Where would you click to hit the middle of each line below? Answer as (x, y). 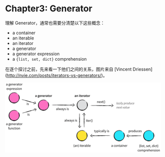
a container (24, 33)
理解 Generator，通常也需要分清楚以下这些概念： (55, 23)
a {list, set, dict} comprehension (49, 59)
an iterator (23, 43)
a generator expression (36, 54)
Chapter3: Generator (49, 9)
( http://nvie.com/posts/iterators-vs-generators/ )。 (56, 75)
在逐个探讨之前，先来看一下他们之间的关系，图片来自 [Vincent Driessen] (79, 69)
